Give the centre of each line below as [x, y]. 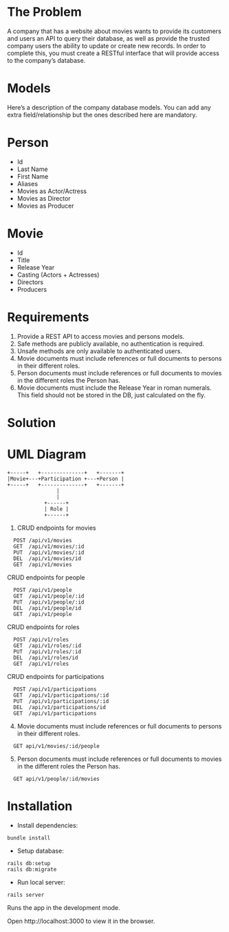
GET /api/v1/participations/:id [61, 695]
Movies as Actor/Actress [52, 191]
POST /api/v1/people [43, 590]
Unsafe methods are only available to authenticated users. [99, 351]
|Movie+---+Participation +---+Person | [66, 479]
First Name [33, 176]
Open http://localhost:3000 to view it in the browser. [81, 921]
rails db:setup [29, 863]
